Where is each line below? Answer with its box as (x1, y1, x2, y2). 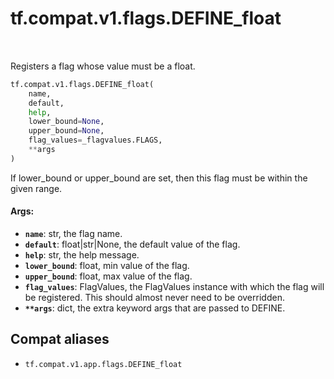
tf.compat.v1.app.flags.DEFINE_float (24, 359, 183, 369)
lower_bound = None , (28, 117, 105, 127)
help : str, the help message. (24, 249, 140, 261)
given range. (10, 182, 63, 194)
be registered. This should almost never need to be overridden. (24, 292, 285, 304)
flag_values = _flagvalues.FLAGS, (28, 135, 163, 146)
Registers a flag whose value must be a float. (10, 60, 196, 72)
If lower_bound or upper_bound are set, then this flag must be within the (10, 172, 308, 184)
